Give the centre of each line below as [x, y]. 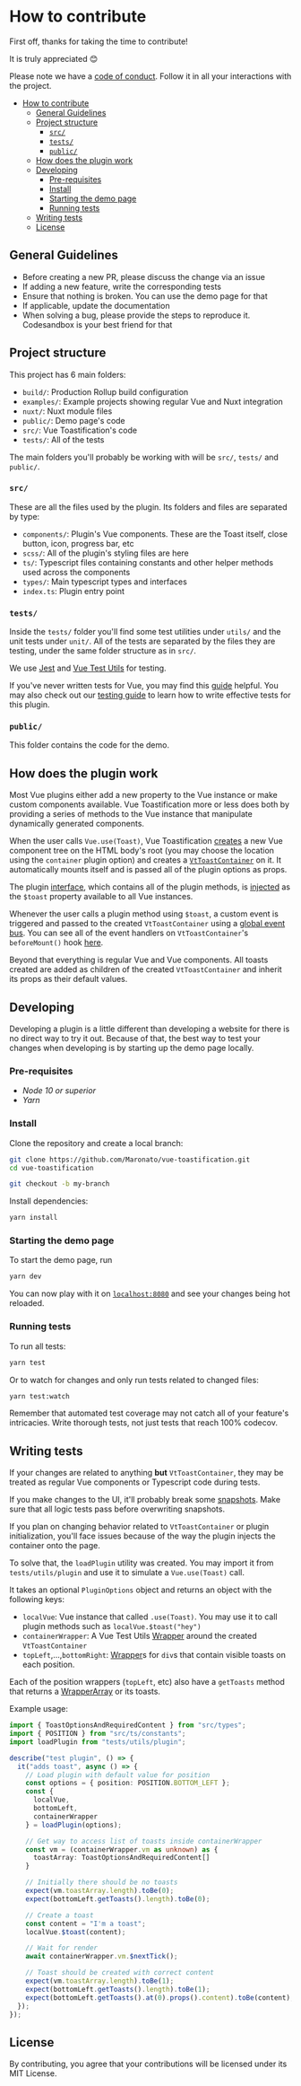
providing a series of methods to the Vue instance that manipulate [131, 814]
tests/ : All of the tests [63, 439]
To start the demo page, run [61, 1260]
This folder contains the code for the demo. [90, 745]
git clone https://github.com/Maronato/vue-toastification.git [130, 1160]
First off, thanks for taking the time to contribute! [99, 41]
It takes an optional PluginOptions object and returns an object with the [141, 1590]
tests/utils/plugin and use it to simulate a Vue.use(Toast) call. [127, 1573]
